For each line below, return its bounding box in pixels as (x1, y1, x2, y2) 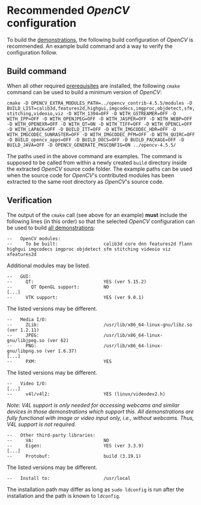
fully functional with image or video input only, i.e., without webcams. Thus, (7, 414, 194, 421)
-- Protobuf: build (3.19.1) (7, 453, 142, 459)
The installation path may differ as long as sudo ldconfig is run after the (7, 486, 184, 493)
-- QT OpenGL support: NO (7, 284, 110, 290)
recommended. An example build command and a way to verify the (7, 43, 173, 50)
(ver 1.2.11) (7, 327, 40, 333)
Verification (7, 195, 52, 205)
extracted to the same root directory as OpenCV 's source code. (7, 178, 164, 185)
